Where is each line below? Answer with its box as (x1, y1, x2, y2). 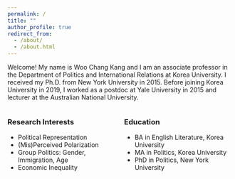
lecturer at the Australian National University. (7, 93, 139, 102)
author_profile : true (7, 23, 72, 31)
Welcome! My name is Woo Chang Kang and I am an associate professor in (7, 63, 228, 71)
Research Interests (7, 116, 75, 126)
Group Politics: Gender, (17, 148, 86, 157)
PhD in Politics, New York (134, 156, 209, 164)
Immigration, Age (17, 156, 69, 164)
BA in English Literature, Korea (134, 133, 224, 142)
